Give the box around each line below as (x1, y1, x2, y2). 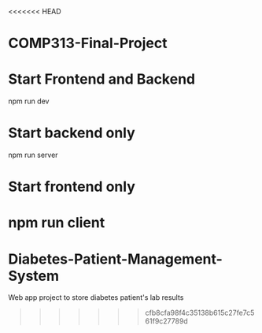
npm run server (8, 150, 58, 160)
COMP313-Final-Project (8, 35, 168, 52)
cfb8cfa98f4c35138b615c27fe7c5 (145, 308, 255, 318)
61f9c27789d (145, 316, 189, 326)
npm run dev (8, 96, 50, 106)
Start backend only (8, 124, 135, 142)
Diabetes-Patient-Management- (8, 250, 223, 268)
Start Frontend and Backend (8, 70, 195, 88)
